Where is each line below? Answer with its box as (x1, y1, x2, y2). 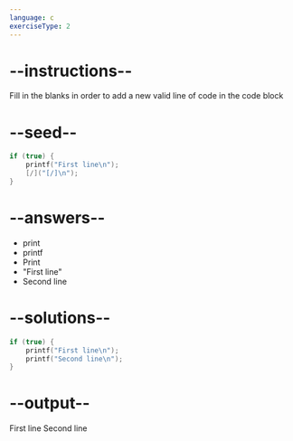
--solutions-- (9, 308, 111, 328)
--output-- (9, 393, 90, 414)
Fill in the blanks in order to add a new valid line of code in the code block (9, 90, 284, 101)
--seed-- (9, 122, 78, 143)
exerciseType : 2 (9, 22, 71, 31)
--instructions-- (9, 61, 133, 81)
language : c (9, 13, 54, 23)
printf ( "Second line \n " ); (25, 354, 124, 363)
